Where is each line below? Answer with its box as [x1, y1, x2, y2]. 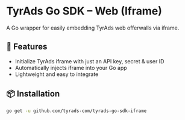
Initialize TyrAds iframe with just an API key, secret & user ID [14, 57, 165, 65]
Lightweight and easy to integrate [14, 71, 99, 78]
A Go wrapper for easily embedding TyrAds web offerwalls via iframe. [6, 24, 180, 31]
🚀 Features [6, 42, 48, 52]
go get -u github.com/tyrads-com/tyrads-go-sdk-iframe [6, 107, 147, 114]
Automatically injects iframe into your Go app [14, 64, 128, 71]
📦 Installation [6, 89, 60, 99]
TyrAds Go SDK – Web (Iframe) [6, 4, 163, 18]
